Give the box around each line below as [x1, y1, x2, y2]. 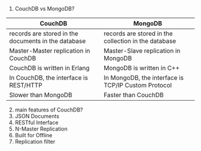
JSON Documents [14, 113, 60, 119]
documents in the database [9, 37, 86, 45]
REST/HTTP [9, 81, 43, 89]
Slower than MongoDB [9, 91, 73, 99]
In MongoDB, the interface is [103, 74, 184, 81]
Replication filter [14, 138, 56, 145]
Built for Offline [14, 132, 53, 138]
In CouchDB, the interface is [9, 74, 89, 81]
